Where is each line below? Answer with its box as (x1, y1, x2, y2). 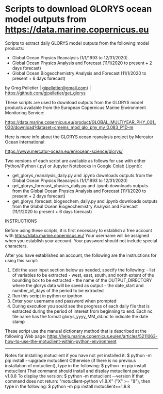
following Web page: (5, 333, 46, 339)
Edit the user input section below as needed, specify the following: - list (12, 267, 155, 273)
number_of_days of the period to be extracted (12, 287, 104, 293)
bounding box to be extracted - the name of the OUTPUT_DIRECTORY (12, 277, 152, 283)
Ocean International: (5, 139, 46, 144)
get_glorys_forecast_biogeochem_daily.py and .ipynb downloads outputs (12, 198, 158, 204)
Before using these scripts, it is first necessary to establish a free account (5, 227, 152, 233)
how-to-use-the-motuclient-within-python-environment (5, 338, 117, 344)
